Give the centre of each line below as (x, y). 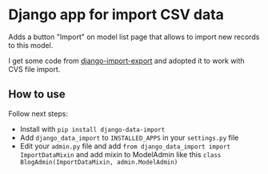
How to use (37, 95)
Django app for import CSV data (116, 15)
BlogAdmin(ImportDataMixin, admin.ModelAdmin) (99, 162)
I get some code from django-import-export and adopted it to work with (127, 61)
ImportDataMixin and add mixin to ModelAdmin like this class (120, 154)
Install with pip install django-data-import (92, 129)
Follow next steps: (38, 113)
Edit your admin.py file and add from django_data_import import (125, 146)
